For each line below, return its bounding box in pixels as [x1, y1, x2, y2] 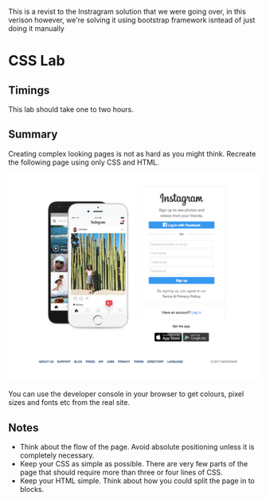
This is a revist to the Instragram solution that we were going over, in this [8, 7, 247, 16]
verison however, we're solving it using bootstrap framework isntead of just [8, 15, 256, 25]
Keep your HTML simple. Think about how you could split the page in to [19, 476, 255, 486]
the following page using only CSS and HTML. [8, 157, 159, 167]
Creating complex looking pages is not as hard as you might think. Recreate [8, 149, 256, 158]
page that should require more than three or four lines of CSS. [19, 467, 223, 478]
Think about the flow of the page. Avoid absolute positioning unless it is [19, 442, 255, 452]
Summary [8, 128, 58, 141]
